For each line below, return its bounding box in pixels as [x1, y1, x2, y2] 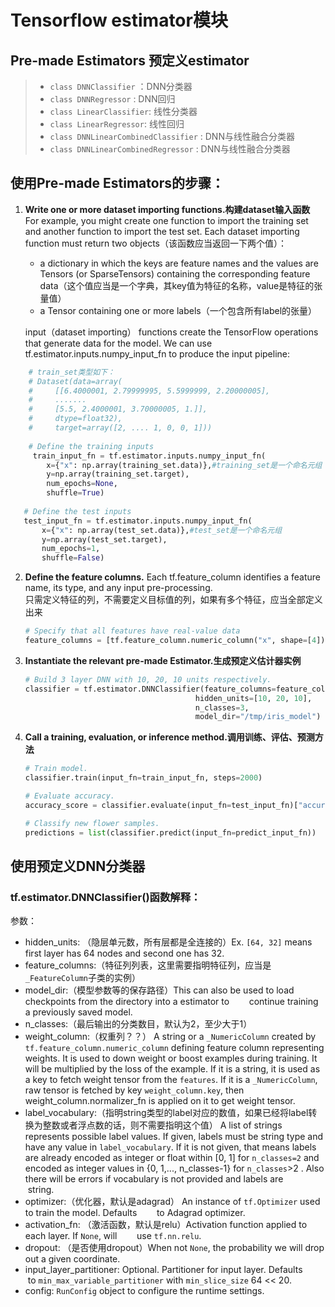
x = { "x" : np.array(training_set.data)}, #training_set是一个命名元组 [46, 460, 323, 470]
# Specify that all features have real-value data [24, 626, 241, 636]
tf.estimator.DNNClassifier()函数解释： [10, 890, 202, 904]
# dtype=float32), [28, 414, 123, 424]
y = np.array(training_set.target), [46, 469, 190, 480]
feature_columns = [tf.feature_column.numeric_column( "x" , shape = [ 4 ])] [24, 636, 330, 646]
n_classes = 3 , [194, 702, 250, 713]
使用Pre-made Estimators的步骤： [10, 175, 225, 192]
